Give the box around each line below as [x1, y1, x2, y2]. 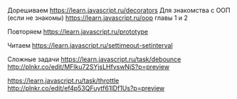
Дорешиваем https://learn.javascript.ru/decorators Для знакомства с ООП [7, 6, 231, 14]
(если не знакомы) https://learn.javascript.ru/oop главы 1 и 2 [7, 14, 189, 22]
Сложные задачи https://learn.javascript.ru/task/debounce [7, 55, 181, 63]
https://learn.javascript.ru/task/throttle [7, 76, 120, 85]
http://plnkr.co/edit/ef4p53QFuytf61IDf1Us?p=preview [7, 84, 165, 92]
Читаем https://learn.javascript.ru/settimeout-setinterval [7, 41, 173, 49]
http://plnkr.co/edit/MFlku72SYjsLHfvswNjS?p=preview [7, 63, 169, 71]
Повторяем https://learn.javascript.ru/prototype [7, 28, 148, 36]
